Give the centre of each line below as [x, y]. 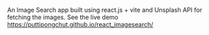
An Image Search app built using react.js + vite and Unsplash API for [105, 10]
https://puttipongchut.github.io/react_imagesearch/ [80, 24]
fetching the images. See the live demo [63, 17]
